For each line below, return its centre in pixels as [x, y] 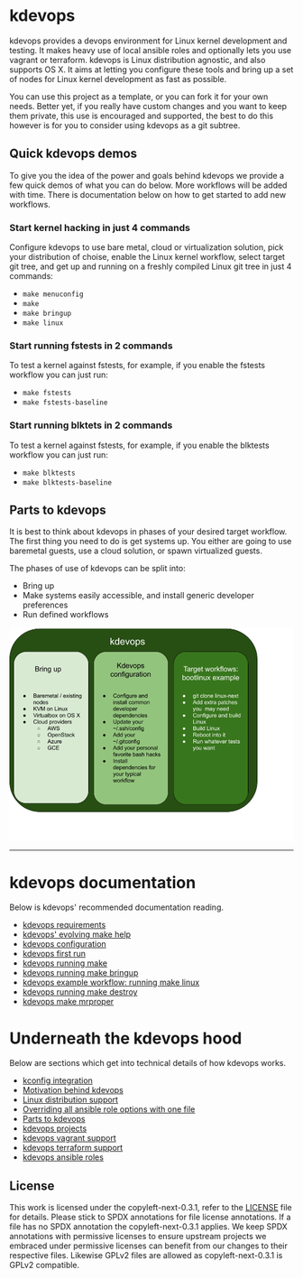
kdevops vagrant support [69, 1138]
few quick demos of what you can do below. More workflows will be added [148, 185]
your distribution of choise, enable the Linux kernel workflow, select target [147, 257]
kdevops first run [54, 954]
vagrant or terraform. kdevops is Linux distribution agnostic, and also [138, 60]
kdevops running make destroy [80, 992]
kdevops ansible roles [63, 1157]
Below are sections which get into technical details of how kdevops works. [148, 1063]
